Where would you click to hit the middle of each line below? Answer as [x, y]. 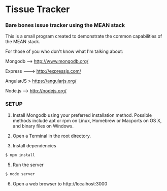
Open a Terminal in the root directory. [52, 136]
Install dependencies [35, 145]
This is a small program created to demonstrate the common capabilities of [84, 36]
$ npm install [20, 155]
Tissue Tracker [38, 9]
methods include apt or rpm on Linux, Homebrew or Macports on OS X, [87, 120]
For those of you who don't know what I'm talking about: [64, 51]
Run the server [28, 165]
